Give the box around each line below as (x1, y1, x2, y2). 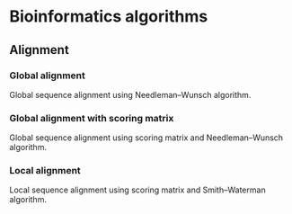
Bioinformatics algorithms (9, 6, 208, 27)
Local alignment (9, 165, 81, 177)
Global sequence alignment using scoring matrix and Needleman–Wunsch (9, 132, 284, 143)
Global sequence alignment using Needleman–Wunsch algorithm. (9, 89, 252, 100)
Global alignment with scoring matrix (9, 111, 174, 124)
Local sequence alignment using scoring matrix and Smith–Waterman (9, 184, 267, 195)
